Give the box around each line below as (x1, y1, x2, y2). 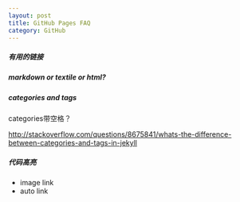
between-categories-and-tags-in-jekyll (8, 138, 138, 148)
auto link (19, 186, 49, 196)
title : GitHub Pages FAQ (8, 19, 91, 27)
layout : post (8, 11, 52, 20)
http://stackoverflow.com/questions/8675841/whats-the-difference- (8, 130, 232, 139)
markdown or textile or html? (8, 72, 106, 82)
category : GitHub (8, 26, 66, 34)
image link (19, 178, 54, 188)
